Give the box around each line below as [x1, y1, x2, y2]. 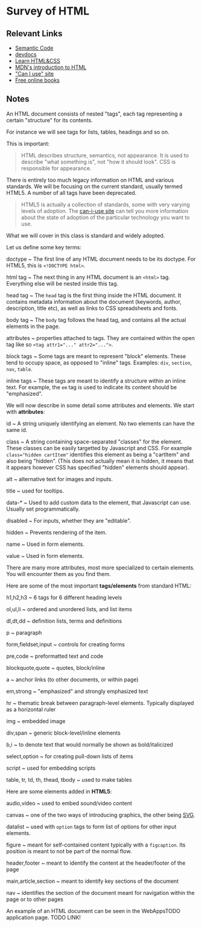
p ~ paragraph [6, 629, 42, 636]
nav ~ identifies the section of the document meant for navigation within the [6, 889, 195, 896]
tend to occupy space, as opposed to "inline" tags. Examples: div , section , [6, 359, 192, 366]
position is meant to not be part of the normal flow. [6, 847, 132, 854]
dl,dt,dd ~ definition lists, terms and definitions [6, 617, 122, 624]
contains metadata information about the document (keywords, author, [6, 298, 182, 305]
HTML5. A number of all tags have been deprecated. [6, 189, 137, 196]
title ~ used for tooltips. [6, 487, 65, 494]
